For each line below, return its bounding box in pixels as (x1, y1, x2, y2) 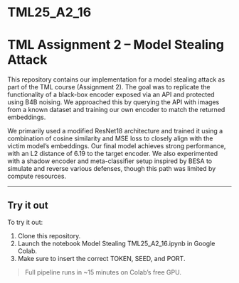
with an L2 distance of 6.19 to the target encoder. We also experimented (7, 150, 218, 158)
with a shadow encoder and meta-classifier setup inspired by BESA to (7, 157, 212, 165)
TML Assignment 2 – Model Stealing (7, 37, 224, 53)
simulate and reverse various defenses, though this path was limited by (7, 165, 216, 173)
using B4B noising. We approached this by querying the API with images (7, 98, 220, 106)
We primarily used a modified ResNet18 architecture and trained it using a (7, 127, 223, 135)
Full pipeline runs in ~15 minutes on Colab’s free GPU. (24, 267, 181, 277)
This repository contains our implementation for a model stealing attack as (7, 75, 225, 84)
